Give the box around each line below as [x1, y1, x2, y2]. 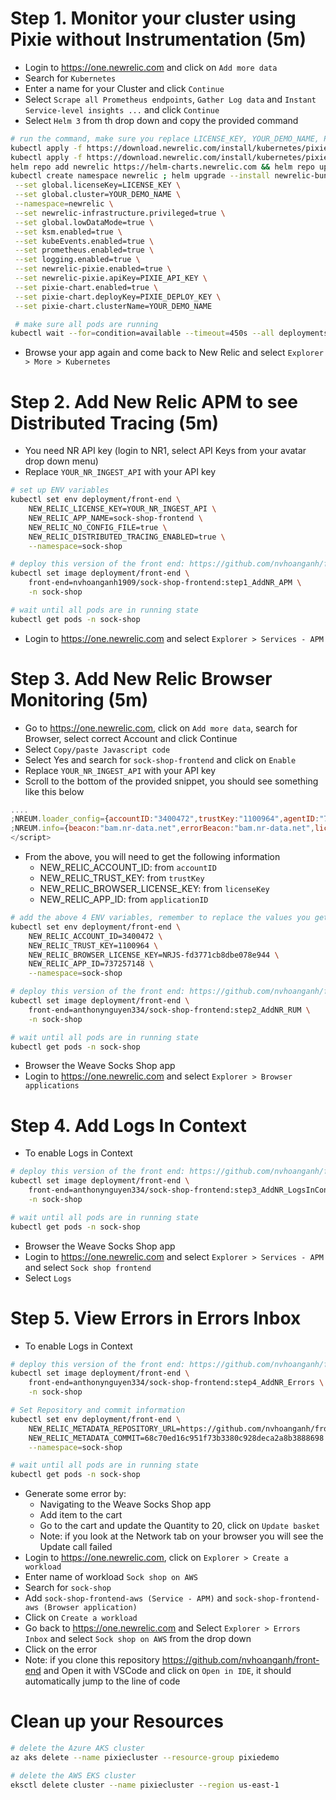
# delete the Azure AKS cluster [10, 1743, 145, 1754]
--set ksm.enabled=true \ [14, 227, 123, 237]
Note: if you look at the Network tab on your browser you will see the [39, 1530, 324, 1542]
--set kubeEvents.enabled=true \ [14, 236, 155, 246]
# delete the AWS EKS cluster [10, 1770, 137, 1781]
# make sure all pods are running [14, 319, 159, 329]
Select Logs [24, 1272, 72, 1284]
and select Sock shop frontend [24, 1261, 152, 1273]
